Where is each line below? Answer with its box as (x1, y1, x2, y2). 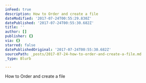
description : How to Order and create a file (5, 12, 98, 16)
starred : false (5, 43, 36, 47)
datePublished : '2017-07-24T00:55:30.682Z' (5, 20, 94, 25)
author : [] (5, 29, 27, 34)
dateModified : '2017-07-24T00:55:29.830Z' (5, 16, 92, 21)
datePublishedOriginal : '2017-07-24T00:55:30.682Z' (5, 47, 111, 52)
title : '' (5, 25, 25, 30)
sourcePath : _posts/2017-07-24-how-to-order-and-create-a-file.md (5, 51, 142, 57)
